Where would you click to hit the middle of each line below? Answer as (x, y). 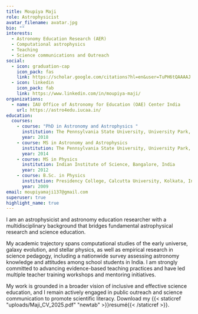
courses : (22, 121)
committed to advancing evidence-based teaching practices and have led (96, 269)
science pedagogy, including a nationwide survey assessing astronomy (93, 256)
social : (16, 61)
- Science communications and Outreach (60, 55)
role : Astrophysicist (33, 17)
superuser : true (26, 198)
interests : (19, 34)
